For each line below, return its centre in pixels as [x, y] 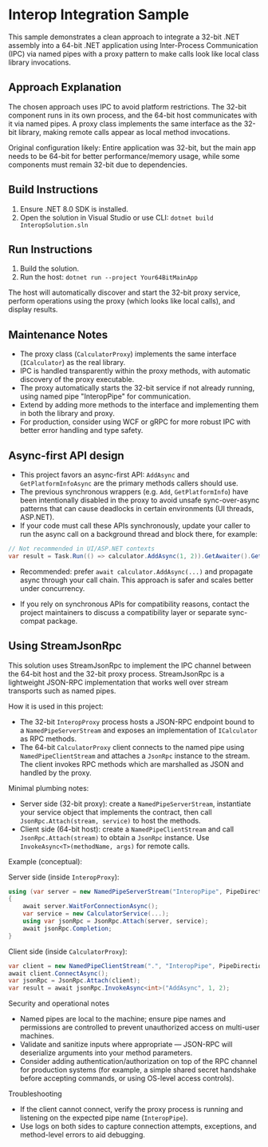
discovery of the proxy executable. [77, 379]
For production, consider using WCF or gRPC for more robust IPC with [135, 422]
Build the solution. [49, 268]
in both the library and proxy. [67, 414]
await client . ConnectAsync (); [59, 973]
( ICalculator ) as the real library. [73, 363]
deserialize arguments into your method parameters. [106, 1053]
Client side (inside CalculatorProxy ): [68, 951]
